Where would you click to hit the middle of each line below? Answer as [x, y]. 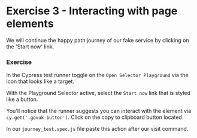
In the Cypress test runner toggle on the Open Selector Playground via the [97, 75]
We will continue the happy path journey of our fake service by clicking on [98, 40]
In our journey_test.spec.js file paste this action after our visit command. [97, 129]
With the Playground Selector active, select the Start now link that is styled [98, 93]
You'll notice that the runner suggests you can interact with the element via [99, 111]
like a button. [22, 99]
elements [30, 24]
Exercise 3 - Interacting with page [92, 11]
